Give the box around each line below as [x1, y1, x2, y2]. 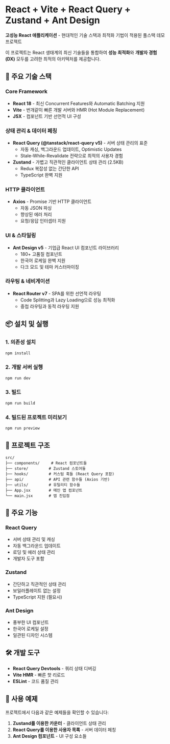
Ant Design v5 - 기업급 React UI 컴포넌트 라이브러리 [12, 245, 119, 251]
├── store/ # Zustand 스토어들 [5, 466, 86, 471]
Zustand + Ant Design [5, 14, 101, 26]
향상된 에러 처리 [20, 211, 52, 217]
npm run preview [5, 426, 40, 431]
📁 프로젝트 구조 [5, 441, 50, 450]
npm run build [5, 400, 36, 406]
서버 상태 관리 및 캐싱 [12, 536, 55, 542]
